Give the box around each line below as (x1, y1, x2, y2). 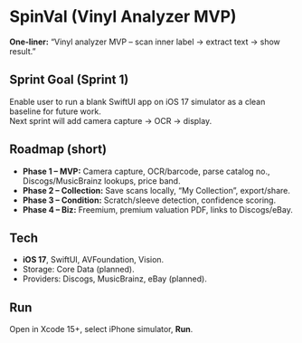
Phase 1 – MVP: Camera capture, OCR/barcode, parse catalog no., (22, 166, 270, 176)
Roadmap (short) (9, 142, 107, 157)
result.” (9, 45, 36, 56)
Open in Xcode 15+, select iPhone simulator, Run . (9, 324, 193, 335)
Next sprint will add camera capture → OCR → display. (9, 115, 212, 126)
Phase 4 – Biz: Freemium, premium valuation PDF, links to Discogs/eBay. (22, 204, 294, 214)
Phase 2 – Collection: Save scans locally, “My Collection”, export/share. (22, 185, 291, 195)
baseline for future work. (9, 106, 101, 117)
